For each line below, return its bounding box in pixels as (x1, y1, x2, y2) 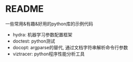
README (5, 3, 44, 15)
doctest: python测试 (12, 38, 55, 44)
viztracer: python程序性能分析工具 (12, 51, 85, 57)
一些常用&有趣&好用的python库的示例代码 (5, 20, 93, 27)
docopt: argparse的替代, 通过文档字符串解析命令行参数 (12, 44, 128, 50)
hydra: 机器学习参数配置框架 (12, 31, 73, 37)
